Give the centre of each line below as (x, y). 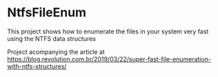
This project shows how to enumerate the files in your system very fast (108, 31)
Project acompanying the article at (56, 52)
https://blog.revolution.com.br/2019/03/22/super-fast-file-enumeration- (109, 59)
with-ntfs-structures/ (37, 66)
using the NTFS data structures (52, 38)
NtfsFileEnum (47, 13)
